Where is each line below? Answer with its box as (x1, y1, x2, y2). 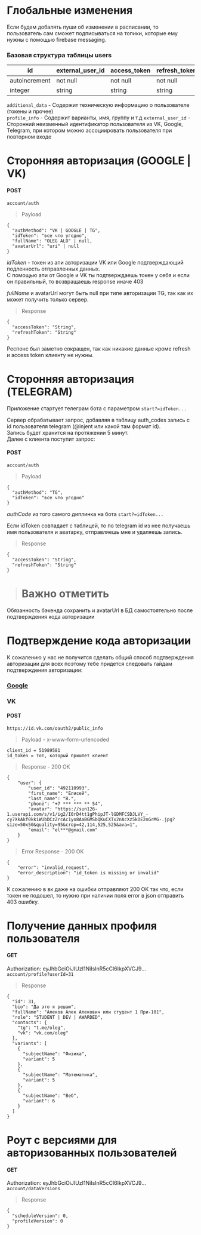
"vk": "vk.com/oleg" (17, 1030, 69, 1036)
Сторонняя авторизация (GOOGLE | (7, 154, 191, 168)
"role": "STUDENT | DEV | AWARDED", (12, 1015, 103, 1021)
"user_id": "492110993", (28, 785, 90, 791)
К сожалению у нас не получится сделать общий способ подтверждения (7, 653, 194, 660)
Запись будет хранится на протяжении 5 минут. (7, 429, 129, 436)
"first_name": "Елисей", (28, 790, 90, 796)
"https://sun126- (54, 806, 98, 812)
